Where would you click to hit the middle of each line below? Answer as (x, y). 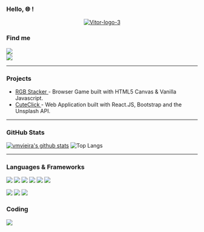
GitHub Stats (25, 132)
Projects (19, 78)
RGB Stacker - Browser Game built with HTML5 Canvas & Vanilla (96, 91)
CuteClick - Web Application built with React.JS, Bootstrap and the (98, 104)
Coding (17, 210)
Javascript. (29, 98)
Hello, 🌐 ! (20, 9)
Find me (19, 38)
